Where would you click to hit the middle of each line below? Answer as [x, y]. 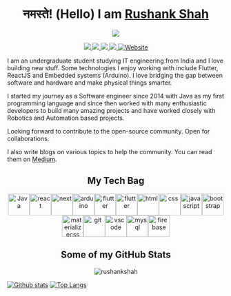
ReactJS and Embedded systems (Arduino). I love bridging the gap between [115, 75]
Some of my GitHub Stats [116, 255]
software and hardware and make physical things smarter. [90, 83]
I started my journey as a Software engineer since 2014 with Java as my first [116, 96]
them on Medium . [32, 159]
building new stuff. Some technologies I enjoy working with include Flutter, [113, 67]
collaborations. [28, 138]
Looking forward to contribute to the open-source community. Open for [109, 131]
